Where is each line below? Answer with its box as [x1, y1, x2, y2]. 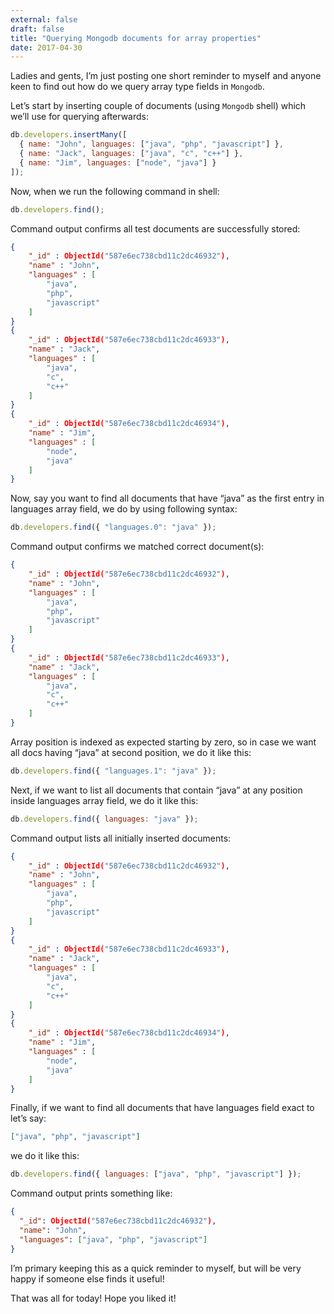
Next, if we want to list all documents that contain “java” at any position [10, 784, 303, 796]
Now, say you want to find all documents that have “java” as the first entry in [10, 492, 325, 505]
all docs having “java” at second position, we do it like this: [10, 746, 252, 758]
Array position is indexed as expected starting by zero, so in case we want [10, 736, 317, 748]
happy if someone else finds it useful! [10, 1272, 165, 1285]
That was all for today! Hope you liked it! [10, 1292, 177, 1304]
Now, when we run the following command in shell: [10, 185, 220, 197]
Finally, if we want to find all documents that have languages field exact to [10, 1102, 315, 1114]
